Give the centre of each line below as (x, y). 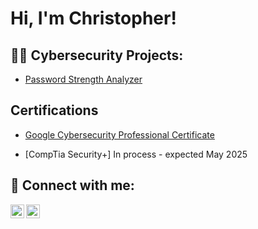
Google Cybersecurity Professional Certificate (119, 134)
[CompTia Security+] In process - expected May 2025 (136, 154)
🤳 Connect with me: (72, 185)
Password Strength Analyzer (83, 79)
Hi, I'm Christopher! (93, 18)
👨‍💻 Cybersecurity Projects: (97, 55)
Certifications (54, 110)
